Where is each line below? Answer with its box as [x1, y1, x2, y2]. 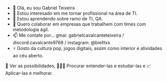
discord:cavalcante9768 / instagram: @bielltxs [12, 40, 110, 45]
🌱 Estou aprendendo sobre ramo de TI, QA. [12, 16, 103, 21]
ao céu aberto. [12, 52, 44, 59]
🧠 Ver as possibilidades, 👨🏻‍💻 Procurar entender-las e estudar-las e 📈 [5, 63, 152, 69]
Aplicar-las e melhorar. [5, 70, 53, 76]
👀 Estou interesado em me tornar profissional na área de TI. [12, 10, 137, 16]
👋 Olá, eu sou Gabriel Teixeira [12, 5, 75, 11]
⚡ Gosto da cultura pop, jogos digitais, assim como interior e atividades [12, 45, 162, 51]
